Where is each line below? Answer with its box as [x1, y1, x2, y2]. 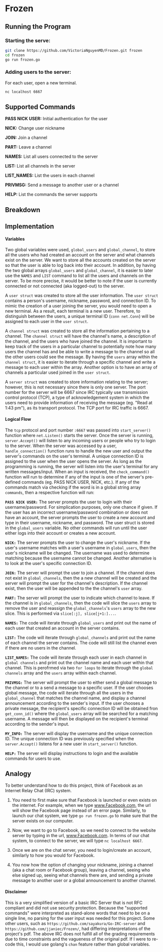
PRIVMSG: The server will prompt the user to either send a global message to [5, 679, 157, 685]
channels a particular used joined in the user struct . [5, 369, 110, 375]
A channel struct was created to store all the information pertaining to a [5, 328, 150, 334]
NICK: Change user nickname [5, 125, 65, 131]
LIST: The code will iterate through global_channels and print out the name [5, 634, 156, 640]
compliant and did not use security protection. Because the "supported [5, 905, 147, 910]
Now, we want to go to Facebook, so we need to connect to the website [12, 827, 156, 833]
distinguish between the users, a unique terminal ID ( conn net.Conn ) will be [5, 313, 155, 319]
